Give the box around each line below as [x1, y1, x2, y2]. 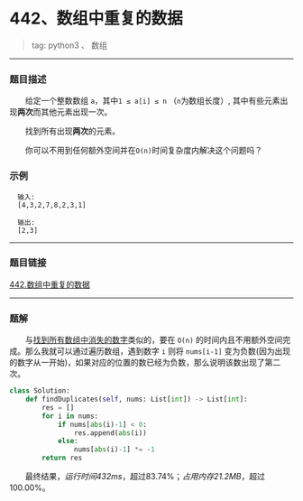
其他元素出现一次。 [40, 107, 113, 117]
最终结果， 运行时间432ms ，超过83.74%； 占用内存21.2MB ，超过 [25, 471, 266, 481]
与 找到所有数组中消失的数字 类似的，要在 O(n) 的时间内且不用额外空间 [25, 335, 283, 346]
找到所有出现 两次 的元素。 [25, 125, 120, 136]
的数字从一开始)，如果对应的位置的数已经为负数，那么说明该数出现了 [9, 357, 266, 368]
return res [41, 453, 83, 463]
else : [57, 437, 78, 446]
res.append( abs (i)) [73, 428, 147, 438]
